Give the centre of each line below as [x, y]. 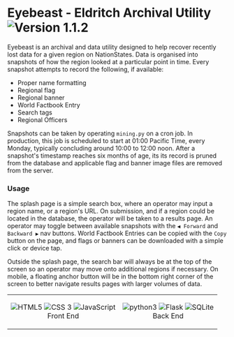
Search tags [35, 112]
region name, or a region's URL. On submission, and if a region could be [111, 211]
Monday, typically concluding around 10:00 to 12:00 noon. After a [101, 148]
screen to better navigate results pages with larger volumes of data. [105, 284]
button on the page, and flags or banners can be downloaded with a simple [115, 241]
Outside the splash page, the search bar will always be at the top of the [110, 262]
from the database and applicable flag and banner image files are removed [115, 163]
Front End [63, 316]
